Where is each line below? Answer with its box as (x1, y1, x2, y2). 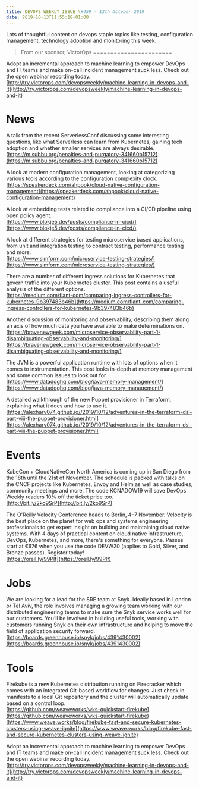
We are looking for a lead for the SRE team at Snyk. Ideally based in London (6, 596, 191, 603)
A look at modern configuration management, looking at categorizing (6, 169, 175, 176)
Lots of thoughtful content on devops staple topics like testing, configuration (6, 30, 194, 37)
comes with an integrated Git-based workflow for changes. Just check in (6, 687, 185, 694)
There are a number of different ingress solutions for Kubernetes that (6, 273, 175, 280)
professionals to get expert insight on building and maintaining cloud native (6, 524, 190, 531)
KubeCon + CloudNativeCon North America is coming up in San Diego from (6, 468, 191, 475)
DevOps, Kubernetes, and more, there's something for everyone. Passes (6, 537, 184, 544)
